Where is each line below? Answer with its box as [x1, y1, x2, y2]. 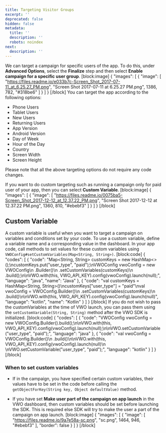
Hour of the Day [12, 141, 46, 147]
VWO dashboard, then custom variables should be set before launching [12, 401, 159, 407]
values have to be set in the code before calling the [12, 381, 117, 387]
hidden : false [5, 21, 35, 26]
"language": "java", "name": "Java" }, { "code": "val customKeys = [5, 278, 140, 284]
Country [12, 146, 29, 152]
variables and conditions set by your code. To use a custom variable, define [5, 235, 160, 241]
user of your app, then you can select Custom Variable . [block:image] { [5, 187, 152, 193]
